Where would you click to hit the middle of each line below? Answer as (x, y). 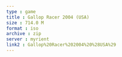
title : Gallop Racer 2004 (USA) (48, 17)
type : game (21, 12)
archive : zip (24, 34)
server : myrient (28, 39)
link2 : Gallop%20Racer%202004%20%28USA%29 (61, 45)
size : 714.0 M (25, 23)
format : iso (22, 28)
